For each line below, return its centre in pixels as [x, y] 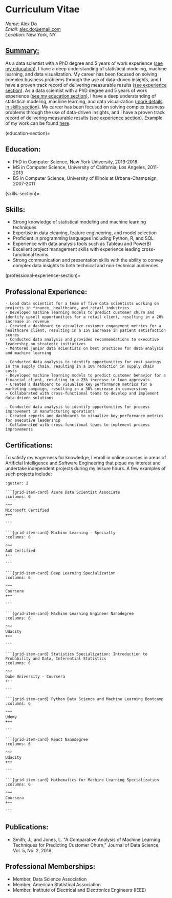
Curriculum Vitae [42, 10]
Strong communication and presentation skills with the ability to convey [88, 260]
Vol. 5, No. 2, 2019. [33, 850]
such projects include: [29, 474]
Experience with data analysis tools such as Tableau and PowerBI [82, 244]
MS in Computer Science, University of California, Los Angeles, [79, 167]
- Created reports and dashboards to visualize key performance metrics [84, 416]
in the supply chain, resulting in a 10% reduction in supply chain [80, 367]
